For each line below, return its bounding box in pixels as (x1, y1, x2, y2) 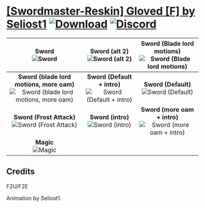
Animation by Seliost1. (6, 194, 62, 202)
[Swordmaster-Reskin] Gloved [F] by (6, 4, 196, 18)
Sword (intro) (89, 113, 129, 121)
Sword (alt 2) (90, 47, 129, 56)
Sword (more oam (140, 105, 194, 113)
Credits (6, 167, 35, 177)
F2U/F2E (6, 182, 29, 190)
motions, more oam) (14, 80, 75, 88)
